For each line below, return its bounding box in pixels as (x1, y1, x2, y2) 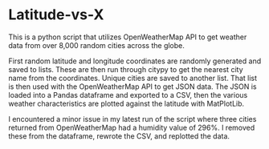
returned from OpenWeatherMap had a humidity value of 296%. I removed (8, 123, 255, 132)
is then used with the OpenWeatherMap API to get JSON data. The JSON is (8, 82, 257, 91)
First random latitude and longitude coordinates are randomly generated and (8, 56, 262, 66)
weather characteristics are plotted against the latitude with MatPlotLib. (8, 99, 245, 108)
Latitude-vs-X (8, 6, 104, 24)
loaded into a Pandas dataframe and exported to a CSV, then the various (8, 90, 248, 99)
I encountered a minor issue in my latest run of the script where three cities (8, 114, 257, 123)
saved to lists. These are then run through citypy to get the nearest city (8, 64, 243, 74)
